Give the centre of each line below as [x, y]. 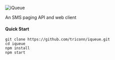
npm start [15, 52]
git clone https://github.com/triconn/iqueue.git [58, 39]
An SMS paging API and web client [41, 17]
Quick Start [17, 29]
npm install [17, 48]
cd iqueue [15, 44]
